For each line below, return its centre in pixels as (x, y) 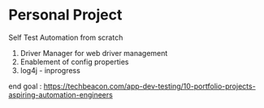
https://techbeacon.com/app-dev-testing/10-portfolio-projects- (149, 86)
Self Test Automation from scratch (66, 37)
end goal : (25, 86)
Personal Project (65, 15)
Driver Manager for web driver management (94, 53)
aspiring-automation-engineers (61, 94)
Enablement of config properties (74, 62)
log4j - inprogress (50, 70)
